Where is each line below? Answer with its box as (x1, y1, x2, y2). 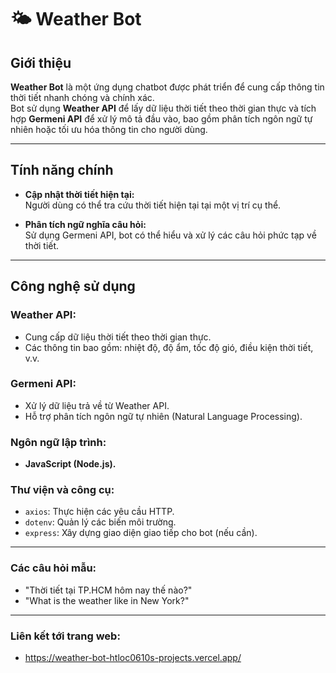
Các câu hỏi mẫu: (10, 561, 97, 575)
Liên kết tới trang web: (10, 629, 121, 643)
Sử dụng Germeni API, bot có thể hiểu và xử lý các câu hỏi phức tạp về (24, 229, 317, 241)
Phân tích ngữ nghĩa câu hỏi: (24, 218, 147, 230)
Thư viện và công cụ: (10, 483, 115, 497)
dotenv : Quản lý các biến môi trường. (24, 516, 177, 528)
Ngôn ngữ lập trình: (10, 435, 107, 449)
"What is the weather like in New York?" (24, 594, 190, 606)
